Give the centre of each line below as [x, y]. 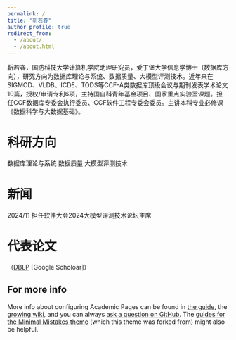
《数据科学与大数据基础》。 [46, 111]
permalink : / [26, 14]
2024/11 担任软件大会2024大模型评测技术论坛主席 [79, 215]
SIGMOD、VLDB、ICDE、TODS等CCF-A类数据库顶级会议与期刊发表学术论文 [118, 85]
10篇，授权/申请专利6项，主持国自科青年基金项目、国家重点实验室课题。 [112, 94]
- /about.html [34, 46]
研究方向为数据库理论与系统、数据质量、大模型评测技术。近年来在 [118, 76]
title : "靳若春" [29, 20]
